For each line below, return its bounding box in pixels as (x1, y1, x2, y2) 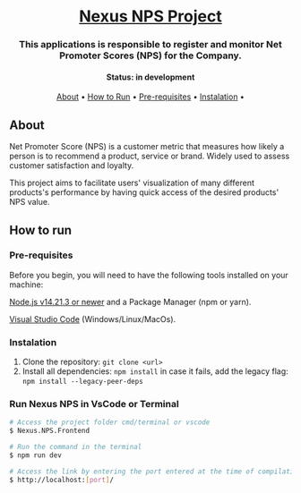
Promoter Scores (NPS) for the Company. (59, 49, 242, 62)
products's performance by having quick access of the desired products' (9, 187, 279, 198)
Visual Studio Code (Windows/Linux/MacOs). (9, 313, 176, 324)
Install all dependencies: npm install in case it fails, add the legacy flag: (21, 366, 288, 377)
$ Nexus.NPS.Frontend (9, 427, 90, 436)
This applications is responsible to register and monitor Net (19, 38, 282, 51)
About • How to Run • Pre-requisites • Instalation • (56, 91, 245, 102)
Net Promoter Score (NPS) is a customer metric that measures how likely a (9, 141, 285, 152)
